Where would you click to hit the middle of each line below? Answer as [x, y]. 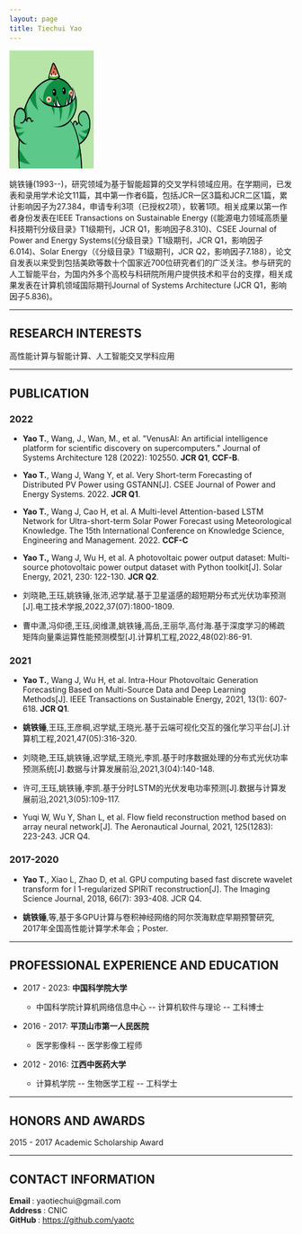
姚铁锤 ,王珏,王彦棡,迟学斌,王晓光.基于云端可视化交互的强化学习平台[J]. [152, 727]
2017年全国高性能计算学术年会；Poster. [95, 928]
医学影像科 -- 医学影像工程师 [89, 1045]
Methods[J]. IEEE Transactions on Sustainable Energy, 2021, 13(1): [145, 699]
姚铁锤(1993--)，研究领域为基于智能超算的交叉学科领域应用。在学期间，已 [147, 183]
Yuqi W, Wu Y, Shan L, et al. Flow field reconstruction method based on [154, 817]
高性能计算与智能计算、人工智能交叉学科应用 [92, 356]
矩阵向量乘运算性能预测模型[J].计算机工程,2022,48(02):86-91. [138, 637]
